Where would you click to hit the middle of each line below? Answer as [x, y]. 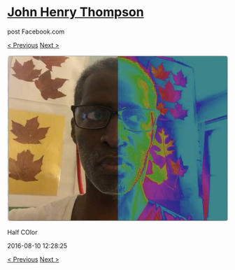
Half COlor [22, 232]
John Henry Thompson [76, 12]
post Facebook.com [36, 31]
